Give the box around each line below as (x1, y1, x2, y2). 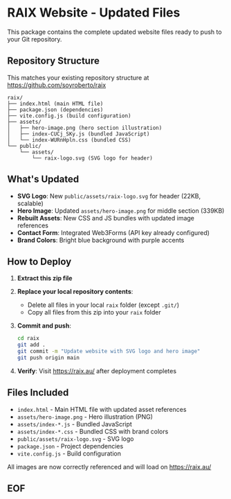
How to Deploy (7, 256, 72, 267)
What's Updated (7, 173, 80, 185)
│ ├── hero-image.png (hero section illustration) (7, 124, 163, 131)
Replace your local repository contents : (17, 288, 133, 296)
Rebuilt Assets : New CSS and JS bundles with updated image (17, 214, 195, 222)
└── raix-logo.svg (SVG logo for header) (32, 154, 154, 162)
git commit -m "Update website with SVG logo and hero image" (17, 348, 201, 355)
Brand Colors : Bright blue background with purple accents (17, 236, 185, 244)
